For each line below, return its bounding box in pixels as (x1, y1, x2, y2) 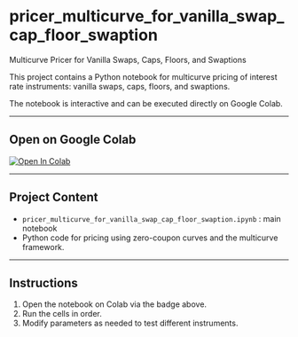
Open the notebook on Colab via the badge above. (21, 299, 207, 310)
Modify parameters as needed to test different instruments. (21, 317, 239, 329)
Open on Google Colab (9, 132, 137, 147)
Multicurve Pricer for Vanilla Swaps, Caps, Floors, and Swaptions (9, 54, 247, 65)
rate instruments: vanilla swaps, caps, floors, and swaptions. (9, 81, 231, 91)
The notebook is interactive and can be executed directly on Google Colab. (9, 98, 284, 108)
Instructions (9, 275, 78, 290)
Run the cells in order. (21, 309, 102, 319)
